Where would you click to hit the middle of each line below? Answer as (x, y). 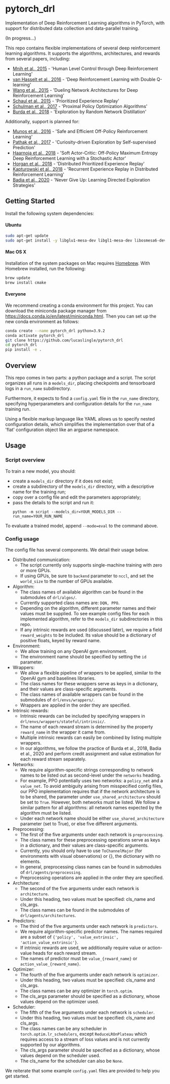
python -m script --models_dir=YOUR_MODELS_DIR (63, 512)
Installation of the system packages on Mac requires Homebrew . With (78, 263)
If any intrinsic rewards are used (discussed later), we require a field (91, 630)
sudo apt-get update (27, 236)
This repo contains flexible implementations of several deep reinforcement (83, 48)
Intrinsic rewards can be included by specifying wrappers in (82, 716)
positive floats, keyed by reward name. (60, 641)
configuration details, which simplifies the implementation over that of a (80, 425)
